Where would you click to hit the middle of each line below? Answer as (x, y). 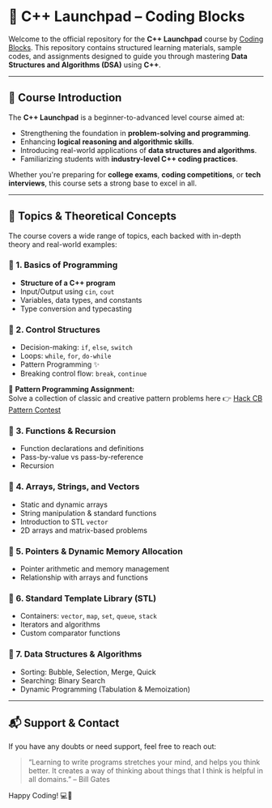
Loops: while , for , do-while (66, 356)
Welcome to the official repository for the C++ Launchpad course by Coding (136, 39)
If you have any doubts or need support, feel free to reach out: (113, 746)
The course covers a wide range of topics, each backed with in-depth (125, 236)
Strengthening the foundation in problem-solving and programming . (135, 133)
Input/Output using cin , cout (67, 291)
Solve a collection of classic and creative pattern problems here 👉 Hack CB (136, 398)
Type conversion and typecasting (76, 308)
